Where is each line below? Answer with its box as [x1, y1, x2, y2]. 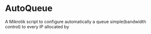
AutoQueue [5, 3, 53, 14]
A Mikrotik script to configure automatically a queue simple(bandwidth [5, 19, 146, 24]
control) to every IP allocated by [5, 23, 69, 29]
